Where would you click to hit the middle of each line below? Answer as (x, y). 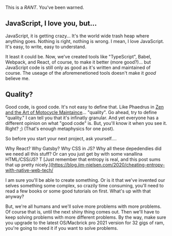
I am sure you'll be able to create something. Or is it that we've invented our (85, 180)
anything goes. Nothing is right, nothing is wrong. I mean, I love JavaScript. (85, 41)
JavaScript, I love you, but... (51, 23)
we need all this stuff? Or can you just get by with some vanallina (74, 154)
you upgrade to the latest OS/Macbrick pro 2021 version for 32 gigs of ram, (85, 223)
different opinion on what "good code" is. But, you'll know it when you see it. (86, 123)
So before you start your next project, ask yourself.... (61, 138)
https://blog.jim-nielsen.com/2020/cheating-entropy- (109, 165)
